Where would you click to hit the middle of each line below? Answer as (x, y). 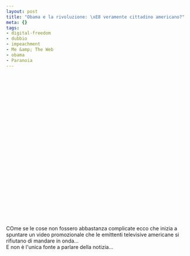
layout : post (22, 11)
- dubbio (17, 39)
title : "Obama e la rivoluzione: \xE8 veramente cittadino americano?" (95, 17)
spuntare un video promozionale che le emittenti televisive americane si (93, 234)
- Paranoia (19, 60)
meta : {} (17, 22)
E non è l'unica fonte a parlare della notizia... (60, 247)
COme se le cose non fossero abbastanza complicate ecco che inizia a (92, 228)
